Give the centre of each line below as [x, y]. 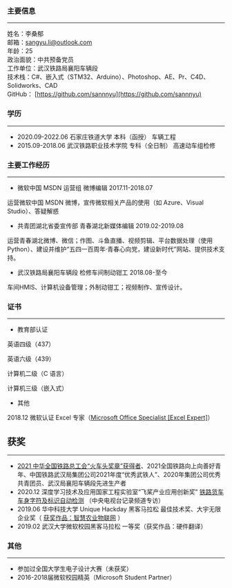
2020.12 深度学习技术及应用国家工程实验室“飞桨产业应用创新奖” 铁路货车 [120, 492]
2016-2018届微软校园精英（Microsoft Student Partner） [96, 578]
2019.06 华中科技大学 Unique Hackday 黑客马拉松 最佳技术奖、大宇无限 [119, 509]
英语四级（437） [31, 344]
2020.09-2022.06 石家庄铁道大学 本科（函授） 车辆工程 [96, 137]
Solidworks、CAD [32, 86]
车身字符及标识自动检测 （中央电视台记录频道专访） [90, 500]
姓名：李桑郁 [25, 34]
